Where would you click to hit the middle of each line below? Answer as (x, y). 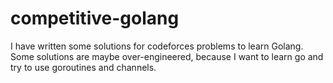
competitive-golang (95, 18)
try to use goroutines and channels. (83, 67)
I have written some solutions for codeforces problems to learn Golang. (157, 46)
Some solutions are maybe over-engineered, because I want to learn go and (167, 56)
